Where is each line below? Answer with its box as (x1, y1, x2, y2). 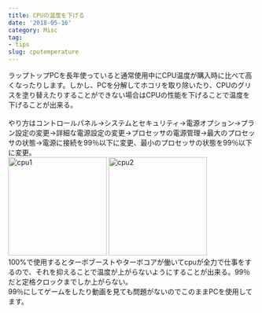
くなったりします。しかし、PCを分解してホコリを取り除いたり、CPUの (8, 80, 238, 90)
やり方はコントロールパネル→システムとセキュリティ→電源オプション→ (8, 119, 242, 127)
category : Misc (8, 26, 58, 34)
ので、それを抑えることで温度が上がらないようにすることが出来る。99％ (14, 267, 250, 276)
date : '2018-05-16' (8, 19, 72, 27)
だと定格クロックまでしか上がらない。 (8, 277, 132, 286)
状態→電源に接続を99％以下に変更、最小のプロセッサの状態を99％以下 (21, 138, 253, 147)
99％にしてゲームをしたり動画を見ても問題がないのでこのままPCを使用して (8, 287, 253, 296)
